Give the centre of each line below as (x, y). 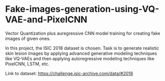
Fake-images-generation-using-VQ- (82, 9)
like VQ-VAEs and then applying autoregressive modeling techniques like (80, 58)
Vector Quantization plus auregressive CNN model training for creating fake (83, 33)
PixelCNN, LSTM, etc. (27, 64)
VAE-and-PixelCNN (46, 20)
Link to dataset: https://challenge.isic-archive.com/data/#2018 (69, 73)
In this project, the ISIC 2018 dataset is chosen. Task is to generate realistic (82, 48)
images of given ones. (28, 39)
